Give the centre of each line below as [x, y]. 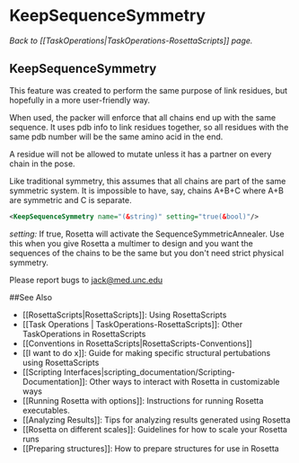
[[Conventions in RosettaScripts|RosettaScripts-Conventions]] [137, 343]
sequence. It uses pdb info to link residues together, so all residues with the [149, 127]
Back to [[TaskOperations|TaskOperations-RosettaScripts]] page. [131, 40]
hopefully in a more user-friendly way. [80, 100]
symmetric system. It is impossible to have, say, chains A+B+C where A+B [147, 191]
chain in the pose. [42, 164]
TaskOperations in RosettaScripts [84, 334]
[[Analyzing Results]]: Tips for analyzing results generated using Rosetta [156, 420]
